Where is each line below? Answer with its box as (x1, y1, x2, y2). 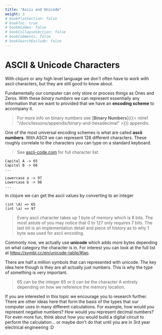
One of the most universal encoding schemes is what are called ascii (5, 129, 143, 135)
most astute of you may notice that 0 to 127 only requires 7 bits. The (16, 220, 153, 225)
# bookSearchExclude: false (5, 39, 62, 44)
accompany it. (5, 105, 33, 112)
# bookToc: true (5, 20, 38, 26)
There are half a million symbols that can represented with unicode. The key (5, 259, 157, 265)
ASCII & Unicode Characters (5, 59, 120, 70)
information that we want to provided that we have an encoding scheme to (5, 100, 155, 106)
